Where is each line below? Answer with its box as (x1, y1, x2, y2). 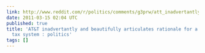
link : (6, 9, 20, 15)
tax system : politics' (12, 32, 72, 38)
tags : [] (6, 37, 29, 43)
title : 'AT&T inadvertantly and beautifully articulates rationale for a (6, 26, 198, 32)
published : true (6, 20, 48, 26)
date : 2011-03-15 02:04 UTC (6, 15, 78, 21)
